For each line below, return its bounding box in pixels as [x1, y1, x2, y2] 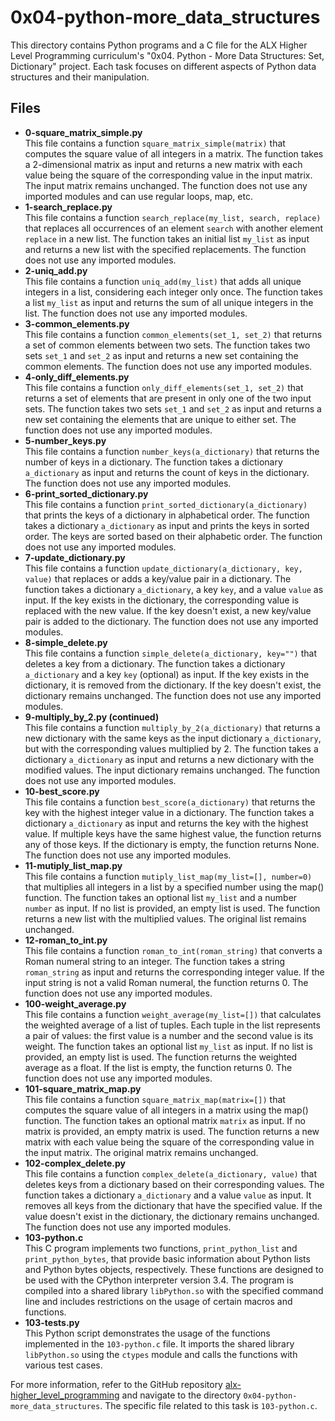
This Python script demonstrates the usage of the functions [24, 1327, 271, 1339]
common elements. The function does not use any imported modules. [24, 360, 313, 372]
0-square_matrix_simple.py [24, 126, 143, 138]
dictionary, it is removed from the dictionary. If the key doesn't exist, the [24, 679, 322, 691]
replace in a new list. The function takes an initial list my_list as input [24, 232, 310, 245]
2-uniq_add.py [24, 264, 88, 276]
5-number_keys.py [24, 434, 107, 446]
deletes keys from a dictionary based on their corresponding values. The [24, 1178, 325, 1190]
